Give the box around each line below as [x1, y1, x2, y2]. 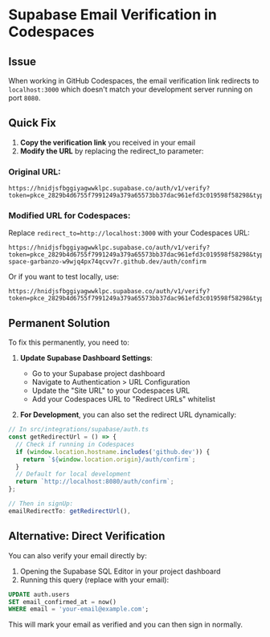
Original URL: [8, 166, 61, 178]
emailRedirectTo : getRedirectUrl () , [8, 507, 131, 515]
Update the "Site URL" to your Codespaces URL [31, 386, 190, 395]
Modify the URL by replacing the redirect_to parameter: [19, 146, 204, 156]
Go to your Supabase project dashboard [31, 369, 166, 378]
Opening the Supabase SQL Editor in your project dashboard [19, 566, 221, 576]
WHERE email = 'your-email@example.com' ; [8, 605, 149, 614]
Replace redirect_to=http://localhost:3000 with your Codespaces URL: [8, 228, 251, 238]
